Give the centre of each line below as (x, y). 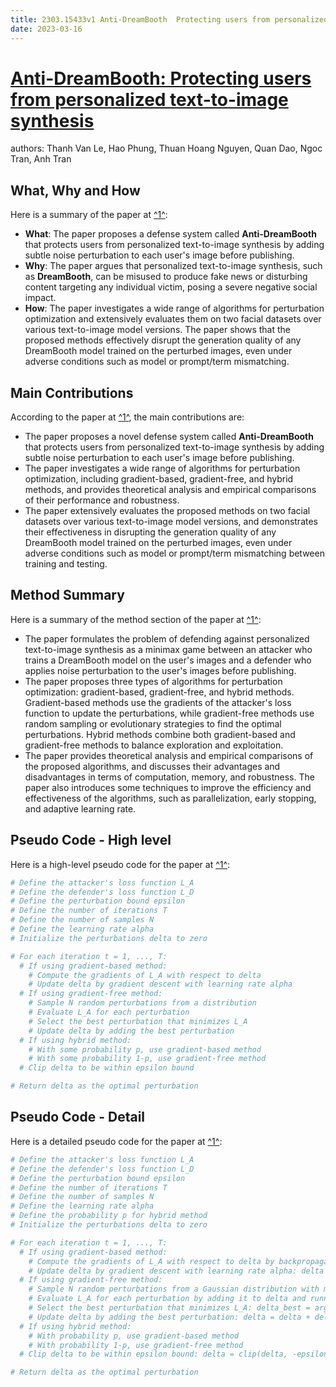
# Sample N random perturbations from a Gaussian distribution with (174, 1289)
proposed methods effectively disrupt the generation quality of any (163, 340)
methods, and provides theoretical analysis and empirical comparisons (170, 490)
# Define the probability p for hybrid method (109, 1216)
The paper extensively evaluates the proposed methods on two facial (167, 511)
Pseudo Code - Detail (78, 1117)
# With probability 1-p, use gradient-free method (136, 1345)
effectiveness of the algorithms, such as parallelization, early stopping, (170, 798)
